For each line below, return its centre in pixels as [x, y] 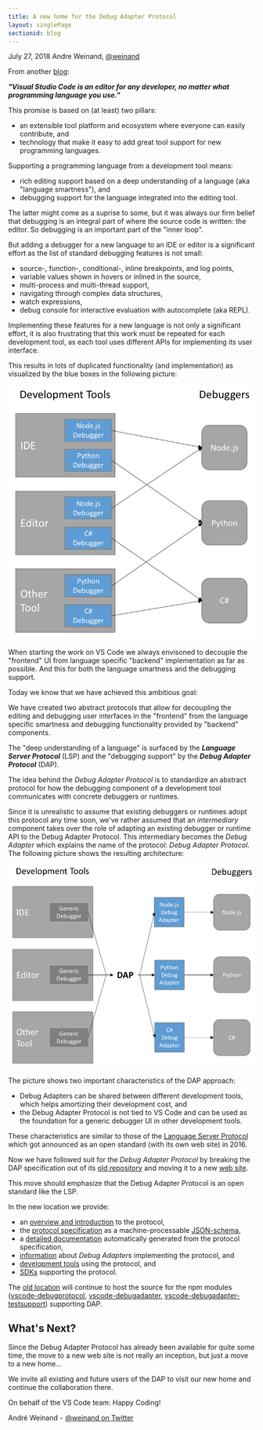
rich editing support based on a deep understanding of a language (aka [135, 181]
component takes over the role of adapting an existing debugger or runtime [130, 828]
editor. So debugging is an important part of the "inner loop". [106, 230]
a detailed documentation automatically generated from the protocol [130, 1238]
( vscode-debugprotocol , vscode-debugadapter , [85, 1295]
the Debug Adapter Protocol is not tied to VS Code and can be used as [133, 1112]
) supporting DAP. [74, 1304]
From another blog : [39, 71]
